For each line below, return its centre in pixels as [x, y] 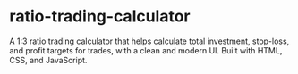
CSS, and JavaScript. [48, 60]
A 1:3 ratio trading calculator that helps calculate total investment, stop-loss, [149, 41]
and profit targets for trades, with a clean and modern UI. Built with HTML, [146, 50]
